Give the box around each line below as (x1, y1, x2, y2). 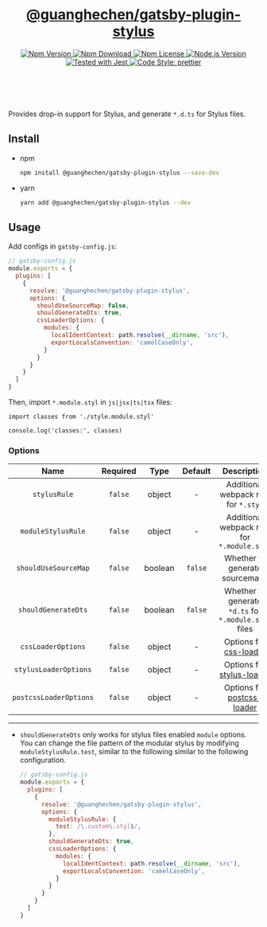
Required (101, 466, 137, 477)
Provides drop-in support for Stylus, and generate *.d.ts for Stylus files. (8, 109, 246, 119)
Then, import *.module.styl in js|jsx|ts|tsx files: (8, 397, 172, 407)
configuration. (19, 755, 66, 765)
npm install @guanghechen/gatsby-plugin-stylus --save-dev (19, 169, 220, 177)
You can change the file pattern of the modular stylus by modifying (19, 738, 240, 748)
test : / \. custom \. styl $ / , (55, 823, 141, 831)
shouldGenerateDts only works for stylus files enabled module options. (19, 730, 247, 740)
